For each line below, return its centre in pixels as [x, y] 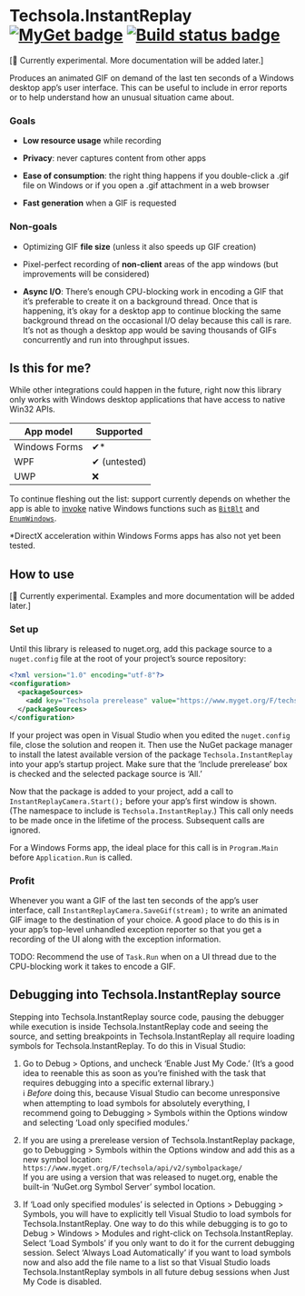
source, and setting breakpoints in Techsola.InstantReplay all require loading [152, 1036]
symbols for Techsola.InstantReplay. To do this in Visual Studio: [128, 1045]
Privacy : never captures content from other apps [114, 158]
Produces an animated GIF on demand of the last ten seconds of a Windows [152, 77]
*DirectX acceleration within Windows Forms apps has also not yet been [145, 536]
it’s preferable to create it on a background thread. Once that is [140, 301]
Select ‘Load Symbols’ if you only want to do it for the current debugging [158, 1242]
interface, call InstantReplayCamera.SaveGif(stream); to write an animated [148, 910]
